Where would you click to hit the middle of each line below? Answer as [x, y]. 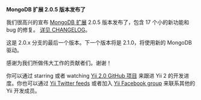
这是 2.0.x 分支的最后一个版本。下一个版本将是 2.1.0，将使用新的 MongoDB [99, 42]
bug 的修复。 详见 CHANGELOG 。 [48, 30]
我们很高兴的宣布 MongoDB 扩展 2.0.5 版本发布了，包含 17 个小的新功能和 [98, 22]
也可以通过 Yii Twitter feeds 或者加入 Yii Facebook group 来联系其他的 [109, 83]
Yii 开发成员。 [23, 91]
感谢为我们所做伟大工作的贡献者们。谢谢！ [59, 63]
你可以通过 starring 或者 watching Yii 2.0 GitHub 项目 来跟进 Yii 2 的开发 [95, 76]
